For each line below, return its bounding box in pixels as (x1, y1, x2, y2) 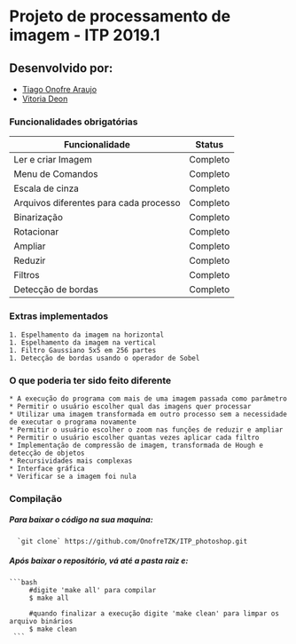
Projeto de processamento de (9, 6, 231, 27)
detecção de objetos (9, 449, 86, 457)
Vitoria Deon (21, 93, 68, 104)
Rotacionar (13, 226, 59, 238)
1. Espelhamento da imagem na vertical (9, 338, 157, 347)
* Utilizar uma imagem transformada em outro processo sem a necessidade (9, 409, 288, 418)
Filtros (13, 269, 40, 282)
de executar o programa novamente (9, 417, 137, 426)
